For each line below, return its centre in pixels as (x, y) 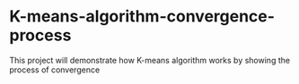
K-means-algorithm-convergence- (142, 17)
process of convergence (55, 70)
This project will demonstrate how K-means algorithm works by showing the (149, 60)
